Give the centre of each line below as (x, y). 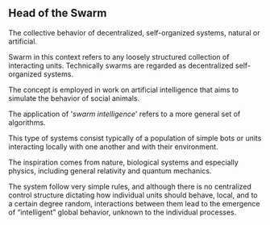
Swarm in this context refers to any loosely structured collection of (119, 56)
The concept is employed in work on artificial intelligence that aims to (124, 90)
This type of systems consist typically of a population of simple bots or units (135, 138)
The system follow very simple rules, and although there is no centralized (130, 186)
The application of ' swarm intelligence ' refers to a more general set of (125, 114)
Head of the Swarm (58, 13)
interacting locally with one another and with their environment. (114, 146)
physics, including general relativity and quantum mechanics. (110, 171)
